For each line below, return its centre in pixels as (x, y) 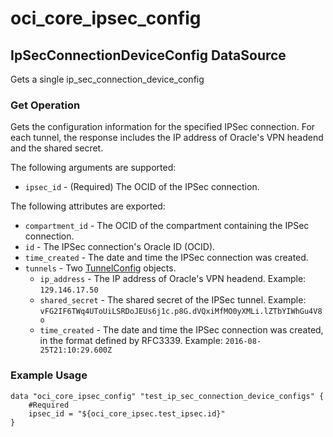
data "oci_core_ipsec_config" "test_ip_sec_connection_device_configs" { (167, 396)
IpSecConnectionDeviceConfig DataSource (148, 55)
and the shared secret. (57, 148)
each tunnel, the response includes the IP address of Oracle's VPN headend (167, 138)
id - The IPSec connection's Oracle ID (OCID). (120, 247)
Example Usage (49, 375)
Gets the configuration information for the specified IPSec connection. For (163, 127)
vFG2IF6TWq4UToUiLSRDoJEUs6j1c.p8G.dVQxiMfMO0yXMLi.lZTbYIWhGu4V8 (181, 312)
